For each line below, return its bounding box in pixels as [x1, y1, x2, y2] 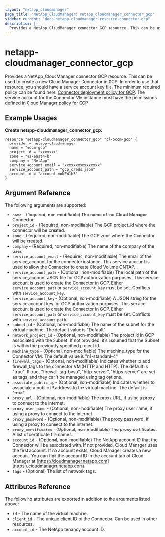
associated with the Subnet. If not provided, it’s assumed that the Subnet [12, 337, 160, 343]
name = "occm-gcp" [9, 145, 48, 150]
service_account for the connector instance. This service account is [12, 258, 150, 264]
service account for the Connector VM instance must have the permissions [5, 95, 157, 101]
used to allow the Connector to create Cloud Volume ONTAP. [12, 264, 136, 270]
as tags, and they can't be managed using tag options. [12, 374, 123, 380]
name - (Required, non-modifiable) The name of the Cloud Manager [12, 212, 147, 217]
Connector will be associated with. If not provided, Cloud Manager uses [12, 442, 158, 448]
